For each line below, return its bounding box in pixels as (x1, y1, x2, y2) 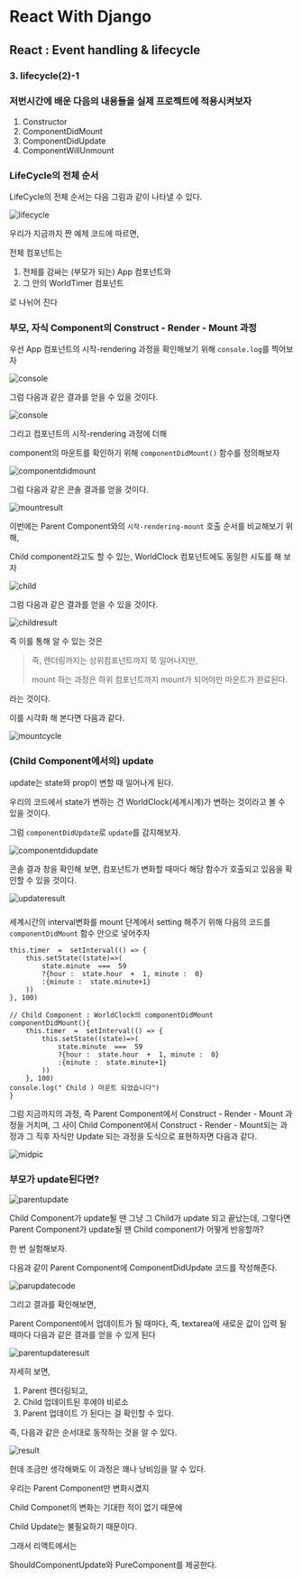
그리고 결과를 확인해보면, (9, 1298, 96, 1309)
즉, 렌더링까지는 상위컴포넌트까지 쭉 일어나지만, (31, 655, 198, 666)
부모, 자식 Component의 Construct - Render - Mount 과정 (9, 322, 257, 335)
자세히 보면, (9, 1365, 51, 1377)
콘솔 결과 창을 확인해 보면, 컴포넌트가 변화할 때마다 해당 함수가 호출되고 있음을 (9, 863, 284, 874)
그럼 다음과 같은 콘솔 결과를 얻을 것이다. (9, 485, 149, 495)
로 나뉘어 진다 (9, 297, 59, 308)
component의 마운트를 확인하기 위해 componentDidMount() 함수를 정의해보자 (9, 448, 280, 458)
